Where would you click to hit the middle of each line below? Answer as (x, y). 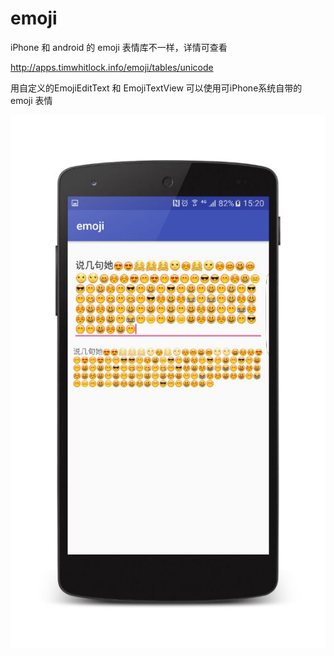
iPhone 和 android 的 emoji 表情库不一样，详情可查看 (119, 47)
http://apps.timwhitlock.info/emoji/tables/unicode (112, 67)
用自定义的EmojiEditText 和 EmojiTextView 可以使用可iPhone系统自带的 (156, 88)
